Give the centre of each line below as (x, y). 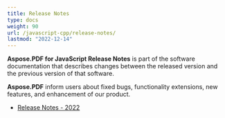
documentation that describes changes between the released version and (112, 66)
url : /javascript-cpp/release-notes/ (62, 33)
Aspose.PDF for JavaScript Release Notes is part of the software (101, 59)
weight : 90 (23, 26)
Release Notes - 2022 (48, 108)
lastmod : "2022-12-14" (40, 39)
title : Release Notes (38, 13)
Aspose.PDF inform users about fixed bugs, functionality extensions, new (112, 87)
